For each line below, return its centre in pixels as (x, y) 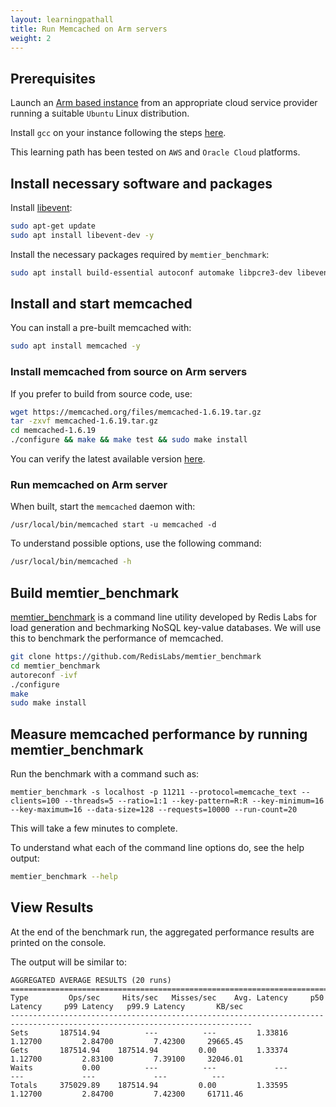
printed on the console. (58, 942)
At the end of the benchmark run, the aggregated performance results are (162, 932)
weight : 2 (31, 38)
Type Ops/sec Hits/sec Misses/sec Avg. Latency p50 (167, 997)
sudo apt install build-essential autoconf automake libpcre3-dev (151, 272)
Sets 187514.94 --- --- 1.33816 (149, 1032)
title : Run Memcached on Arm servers (89, 29)
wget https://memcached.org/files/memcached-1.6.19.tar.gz (136, 412)
